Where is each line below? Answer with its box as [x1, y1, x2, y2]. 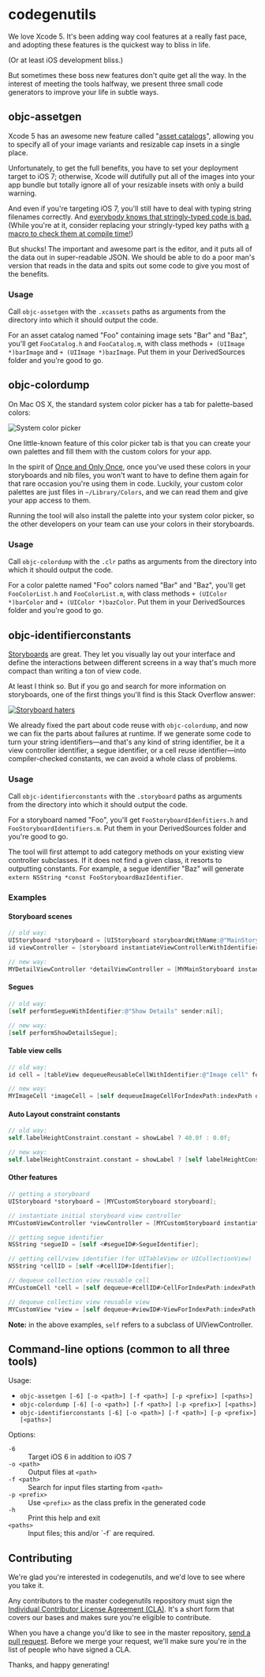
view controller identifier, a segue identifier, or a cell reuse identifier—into [8, 745, 247, 755]
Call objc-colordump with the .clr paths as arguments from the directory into [8, 557, 257, 566]
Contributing [8, 1552, 73, 1565]
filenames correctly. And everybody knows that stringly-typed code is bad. [8, 211, 252, 222]
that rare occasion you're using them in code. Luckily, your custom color [8, 479, 244, 488]
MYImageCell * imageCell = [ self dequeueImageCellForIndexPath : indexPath [8, 1092, 252, 1100]
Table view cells [8, 1046, 62, 1055]
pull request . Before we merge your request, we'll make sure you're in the [8, 1637, 247, 1646]
